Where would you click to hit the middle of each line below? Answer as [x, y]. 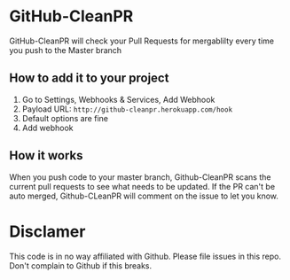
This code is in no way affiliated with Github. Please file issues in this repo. [145, 256]
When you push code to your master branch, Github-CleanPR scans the [140, 177]
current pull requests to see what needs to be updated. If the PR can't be [142, 186]
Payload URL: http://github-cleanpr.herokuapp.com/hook [127, 109]
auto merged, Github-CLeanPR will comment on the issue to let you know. [144, 196]
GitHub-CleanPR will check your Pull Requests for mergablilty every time [142, 41]
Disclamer [47, 231]
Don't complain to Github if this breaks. [81, 265]
